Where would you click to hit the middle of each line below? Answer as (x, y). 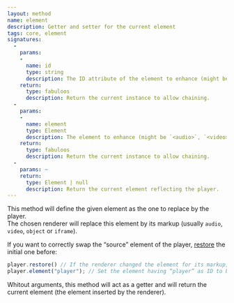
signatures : (24, 40)
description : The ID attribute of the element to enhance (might (122, 79)
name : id (38, 66)
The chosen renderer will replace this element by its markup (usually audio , (115, 223)
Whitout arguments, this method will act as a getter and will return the (107, 284)
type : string (45, 72)
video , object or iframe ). (42, 231)
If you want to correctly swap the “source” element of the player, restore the (116, 244)
